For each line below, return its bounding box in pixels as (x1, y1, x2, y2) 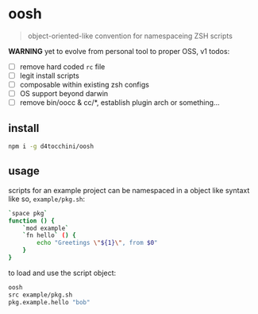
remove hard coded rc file (19, 61, 106, 72)
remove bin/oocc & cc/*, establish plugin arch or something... (19, 98, 220, 107)
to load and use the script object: (8, 268, 117, 277)
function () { (8, 216, 56, 225)
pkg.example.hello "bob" (8, 298, 90, 306)
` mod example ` (22, 224, 69, 232)
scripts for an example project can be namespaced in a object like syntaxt (8, 185, 250, 195)
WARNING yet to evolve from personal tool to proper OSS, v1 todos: (8, 46, 230, 56)
